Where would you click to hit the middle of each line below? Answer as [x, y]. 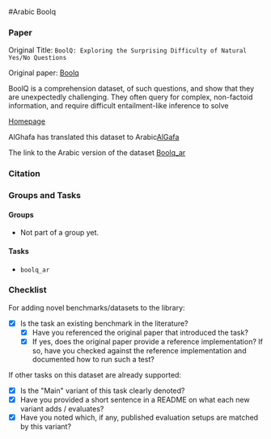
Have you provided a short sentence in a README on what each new [135, 400]
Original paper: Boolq [44, 73]
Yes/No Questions [38, 58]
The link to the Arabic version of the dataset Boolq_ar [97, 153]
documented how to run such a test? [93, 360]
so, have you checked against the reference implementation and [139, 351]
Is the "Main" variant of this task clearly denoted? [102, 390]
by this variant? [45, 427]
